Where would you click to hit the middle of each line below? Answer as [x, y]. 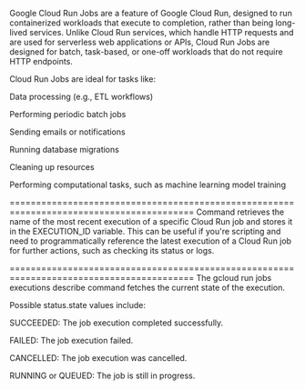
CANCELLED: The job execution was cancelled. [98, 358]
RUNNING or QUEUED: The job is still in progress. [102, 375]
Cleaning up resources [52, 167]
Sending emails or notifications [67, 132]
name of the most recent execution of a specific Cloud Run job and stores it [151, 221]
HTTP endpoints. [41, 61]
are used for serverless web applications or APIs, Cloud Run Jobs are [140, 42]
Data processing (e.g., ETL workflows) [81, 96]
